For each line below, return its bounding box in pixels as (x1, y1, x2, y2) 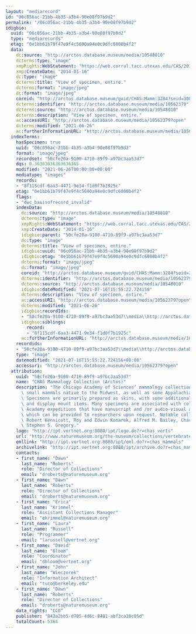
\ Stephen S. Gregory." (20, 422, 80, 428)
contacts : (16, 449, 40, 456)
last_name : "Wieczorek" (20, 570, 80, 575)
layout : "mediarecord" (5, 8, 61, 15)
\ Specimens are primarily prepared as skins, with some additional (20, 396, 192, 401)
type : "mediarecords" (11, 36, 64, 42)
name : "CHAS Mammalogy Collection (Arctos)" (16, 379, 126, 385)
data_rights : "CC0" (16, 608, 64, 614)
